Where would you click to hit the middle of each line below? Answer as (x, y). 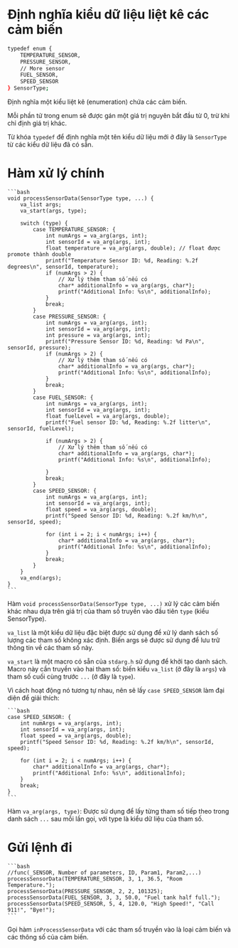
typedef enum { (30, 48)
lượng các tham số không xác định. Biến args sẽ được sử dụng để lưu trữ (114, 640)
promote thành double (39, 255)
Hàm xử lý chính (56, 173)
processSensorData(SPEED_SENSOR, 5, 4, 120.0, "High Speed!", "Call (111, 904)
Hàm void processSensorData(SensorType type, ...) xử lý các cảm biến (114, 603)
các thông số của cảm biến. (48, 937)
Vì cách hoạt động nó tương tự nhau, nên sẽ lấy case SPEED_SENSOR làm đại (116, 690)
